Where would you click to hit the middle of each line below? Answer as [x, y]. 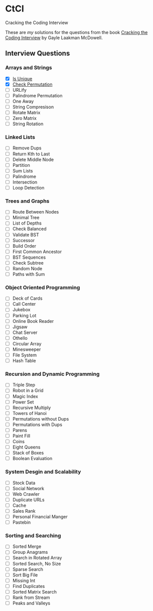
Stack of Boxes [28, 453]
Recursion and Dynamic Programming [52, 374]
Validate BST [26, 235]
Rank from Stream [31, 597]
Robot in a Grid [28, 390]
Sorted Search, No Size [37, 563]
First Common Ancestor [37, 252]
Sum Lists [23, 170]
